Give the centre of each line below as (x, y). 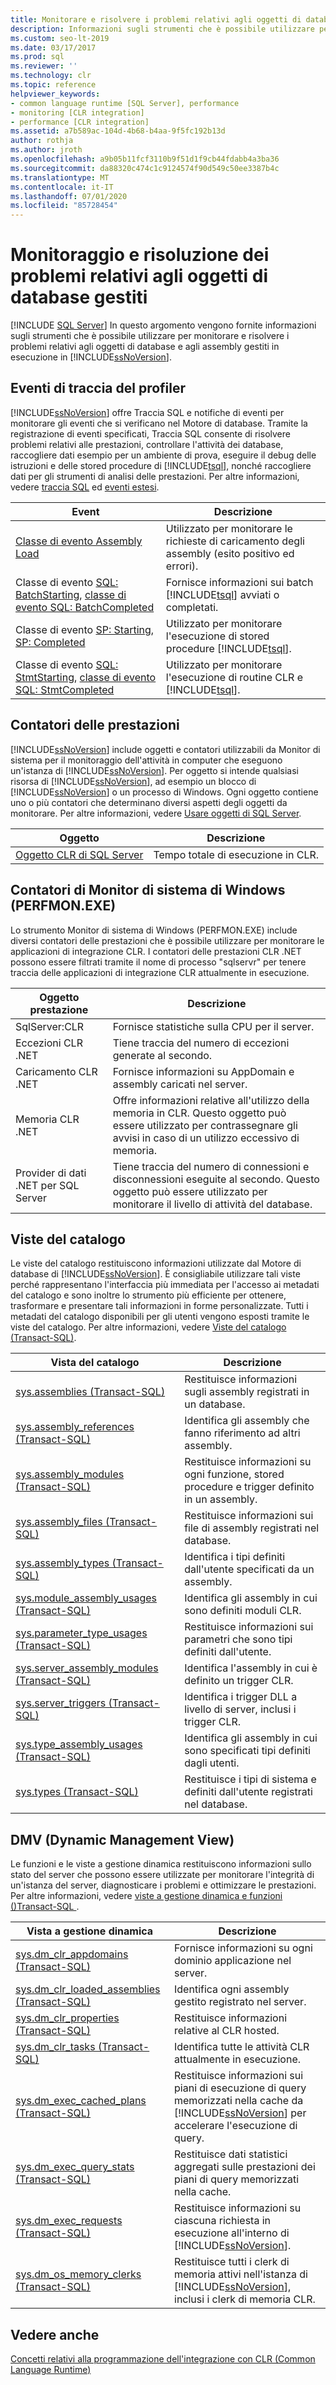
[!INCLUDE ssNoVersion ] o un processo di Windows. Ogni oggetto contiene (164, 792)
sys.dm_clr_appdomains (72, 1954)
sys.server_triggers (61, 1703)
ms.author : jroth (46, 150)
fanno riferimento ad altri (242, 1433)
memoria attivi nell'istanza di (241, 2274)
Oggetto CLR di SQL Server (79, 854)
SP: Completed (50, 642)
